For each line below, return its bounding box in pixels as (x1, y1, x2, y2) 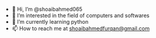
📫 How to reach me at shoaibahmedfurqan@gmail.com (11, 25, 150, 32)
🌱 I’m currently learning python (11, 18, 89, 25)
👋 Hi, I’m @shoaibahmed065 (11, 6, 83, 12)
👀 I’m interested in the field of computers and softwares (11, 12, 150, 19)
